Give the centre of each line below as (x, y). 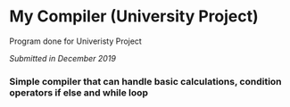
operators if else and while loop (79, 93)
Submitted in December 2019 (62, 58)
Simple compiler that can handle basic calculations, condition (146, 81)
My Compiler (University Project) (134, 16)
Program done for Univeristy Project (76, 41)
